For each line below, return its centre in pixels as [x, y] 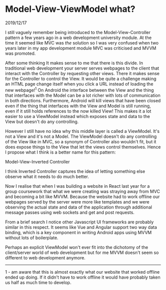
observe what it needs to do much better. [47, 176]
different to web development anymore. [45, 257]
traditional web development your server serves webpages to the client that [82, 68]
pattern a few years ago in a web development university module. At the [78, 38]
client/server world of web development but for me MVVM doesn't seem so [82, 252]
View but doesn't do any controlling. [42, 122]
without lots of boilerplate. [32, 238]
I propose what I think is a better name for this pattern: [61, 152]
